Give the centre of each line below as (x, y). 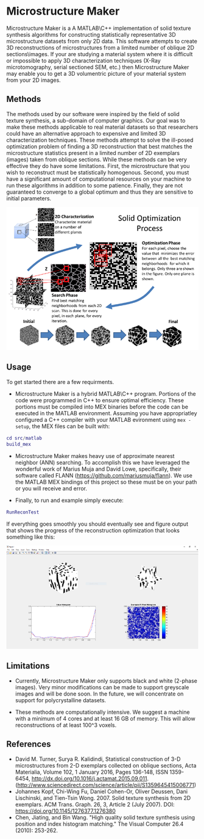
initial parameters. (29, 198)
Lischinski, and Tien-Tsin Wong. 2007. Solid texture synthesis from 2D (103, 797)
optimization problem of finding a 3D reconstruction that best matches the (99, 146)
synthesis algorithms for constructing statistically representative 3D (91, 34)
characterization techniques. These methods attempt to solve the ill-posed (100, 140)
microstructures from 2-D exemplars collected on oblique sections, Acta (106, 765)
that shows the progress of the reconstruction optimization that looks (93, 531)
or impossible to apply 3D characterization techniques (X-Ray (83, 60)
